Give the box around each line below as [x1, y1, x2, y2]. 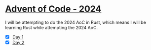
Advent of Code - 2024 [5, 3, 102, 15]
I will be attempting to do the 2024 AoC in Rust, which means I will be [5, 19, 147, 25]
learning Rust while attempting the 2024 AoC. [5, 24, 98, 30]
